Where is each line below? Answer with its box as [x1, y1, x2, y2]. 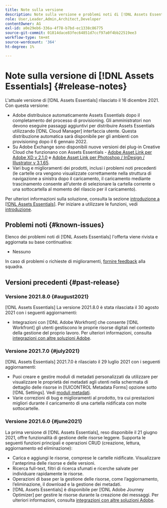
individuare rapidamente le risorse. [12, 471, 84, 477]
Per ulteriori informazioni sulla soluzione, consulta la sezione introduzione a [5, 196, 160, 202]
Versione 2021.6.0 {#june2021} [5, 418, 83, 425]
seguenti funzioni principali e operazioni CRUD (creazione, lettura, [5, 440, 141, 446]
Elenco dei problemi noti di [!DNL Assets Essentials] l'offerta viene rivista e [5, 234, 158, 240]
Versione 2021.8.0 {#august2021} [5, 293, 89, 300]
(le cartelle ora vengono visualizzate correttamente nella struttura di [12, 170, 152, 176]
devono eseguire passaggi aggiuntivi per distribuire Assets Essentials [12, 122, 155, 128]
